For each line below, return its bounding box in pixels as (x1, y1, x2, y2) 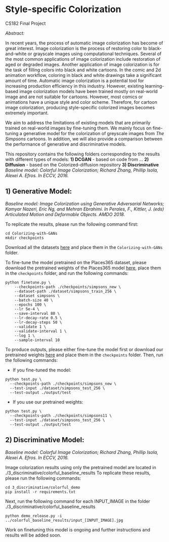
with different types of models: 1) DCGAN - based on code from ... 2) (5, 156, 149, 162)
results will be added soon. (5, 532, 62, 538)
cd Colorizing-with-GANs (5, 231, 58, 236)
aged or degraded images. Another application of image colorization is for (5, 61, 159, 67)
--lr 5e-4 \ (14, 306, 39, 312)
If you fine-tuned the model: (12, 367, 71, 373)
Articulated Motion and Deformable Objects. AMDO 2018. (5, 211, 125, 217)
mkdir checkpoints (5, 235, 44, 240)
